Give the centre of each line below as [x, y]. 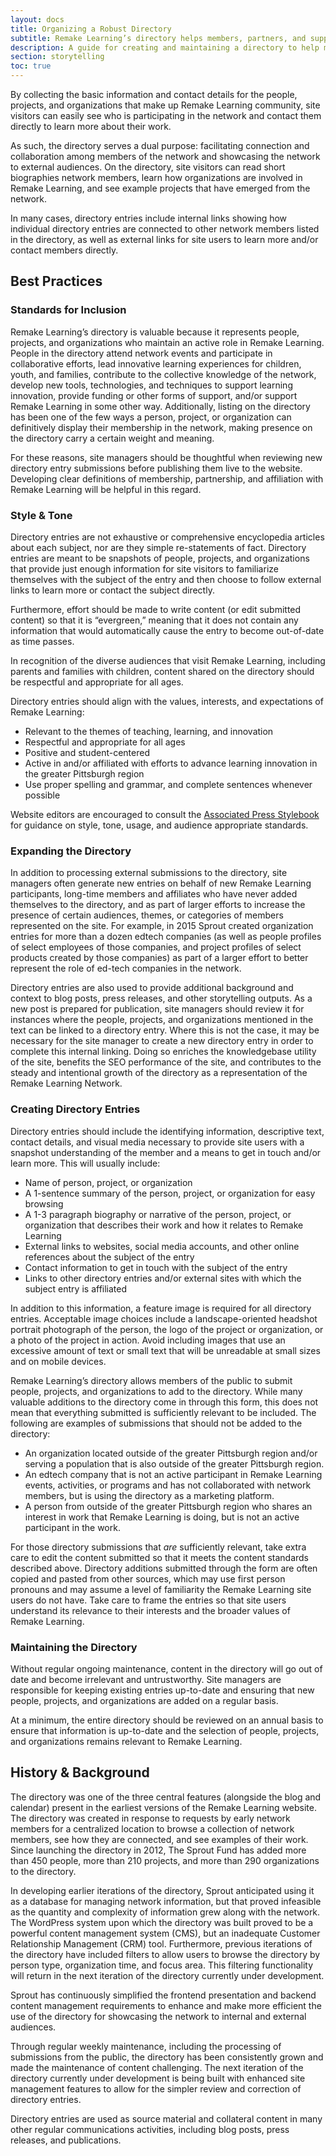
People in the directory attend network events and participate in [141, 353]
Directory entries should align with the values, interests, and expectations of [167, 701]
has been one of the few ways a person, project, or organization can [151, 417]
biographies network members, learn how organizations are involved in [156, 177]
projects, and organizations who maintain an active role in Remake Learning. [167, 342]
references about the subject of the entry [109, 1257]
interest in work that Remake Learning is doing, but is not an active [162, 1517]
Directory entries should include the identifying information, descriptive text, [167, 1131]
